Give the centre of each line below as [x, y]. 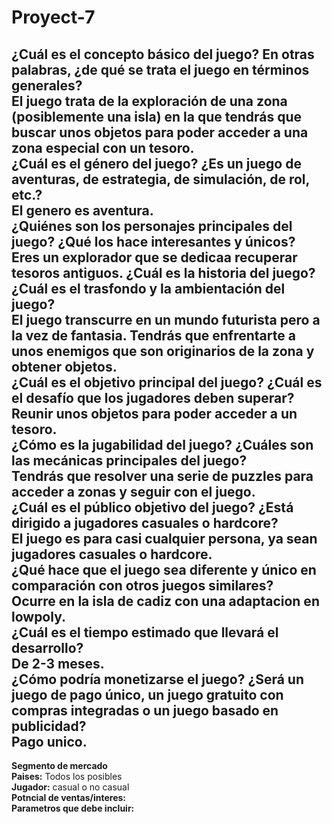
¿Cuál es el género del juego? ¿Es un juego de [156, 163]
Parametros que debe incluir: [73, 808]
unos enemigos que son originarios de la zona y [163, 351]
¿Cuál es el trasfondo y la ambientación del [148, 288]
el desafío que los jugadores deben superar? [153, 397]
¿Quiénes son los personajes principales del [152, 226]
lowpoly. [39, 616]
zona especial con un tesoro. [103, 147]
